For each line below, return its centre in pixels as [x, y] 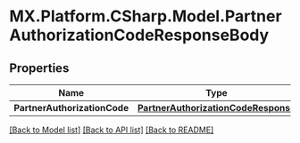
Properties [39, 68]
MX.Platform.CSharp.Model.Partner [146, 16]
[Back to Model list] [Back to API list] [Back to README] [112, 130]
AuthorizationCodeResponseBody [139, 35]
